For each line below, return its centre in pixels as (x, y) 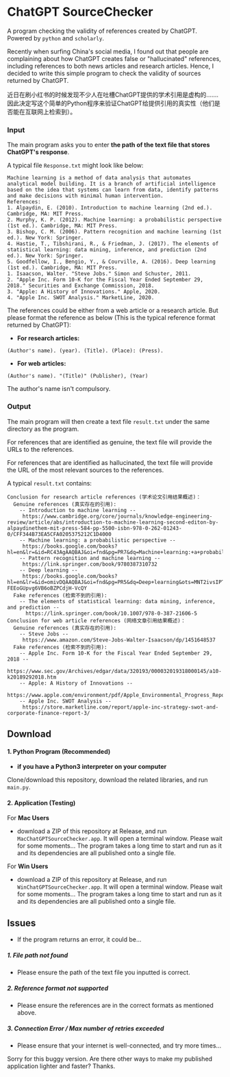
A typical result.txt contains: (50, 483)
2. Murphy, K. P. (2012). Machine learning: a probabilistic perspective (115, 220)
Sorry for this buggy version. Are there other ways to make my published (110, 1059)
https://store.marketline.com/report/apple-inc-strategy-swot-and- (120, 707)
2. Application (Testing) (41, 802)
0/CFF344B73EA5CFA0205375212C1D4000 (59, 534)
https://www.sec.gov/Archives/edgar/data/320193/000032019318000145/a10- (115, 671)
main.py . (19, 787)
